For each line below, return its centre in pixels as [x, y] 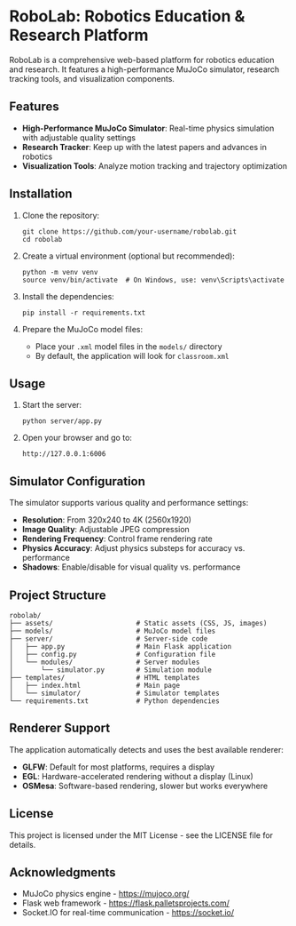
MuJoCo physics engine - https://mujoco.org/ [105, 894]
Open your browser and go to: [77, 438]
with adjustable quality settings [79, 137]
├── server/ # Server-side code [109, 639]
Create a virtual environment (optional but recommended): [128, 256]
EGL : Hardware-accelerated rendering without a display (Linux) [138, 776]
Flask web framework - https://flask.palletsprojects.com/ [126, 903]
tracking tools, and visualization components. [92, 78]
